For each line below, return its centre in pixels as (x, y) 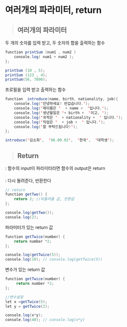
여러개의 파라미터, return (53, 10)
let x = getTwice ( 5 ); (26, 302)
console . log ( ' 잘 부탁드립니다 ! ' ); (46, 127)
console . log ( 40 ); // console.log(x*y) (45, 320)
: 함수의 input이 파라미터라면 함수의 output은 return (55, 168)
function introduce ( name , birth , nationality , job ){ (62, 99)
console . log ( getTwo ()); (30, 213)
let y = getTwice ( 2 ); (27, 306)
